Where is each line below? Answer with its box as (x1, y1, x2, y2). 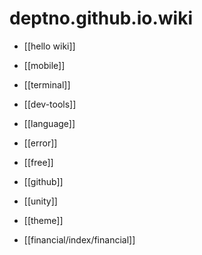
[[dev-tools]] (23, 98, 77, 110)
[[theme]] (23, 214, 64, 226)
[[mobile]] (23, 59, 66, 71)
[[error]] (23, 137, 58, 149)
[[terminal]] (23, 78, 71, 91)
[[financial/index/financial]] (23, 233, 136, 246)
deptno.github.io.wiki (9, 7, 193, 30)
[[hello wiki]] (23, 40, 76, 52)
